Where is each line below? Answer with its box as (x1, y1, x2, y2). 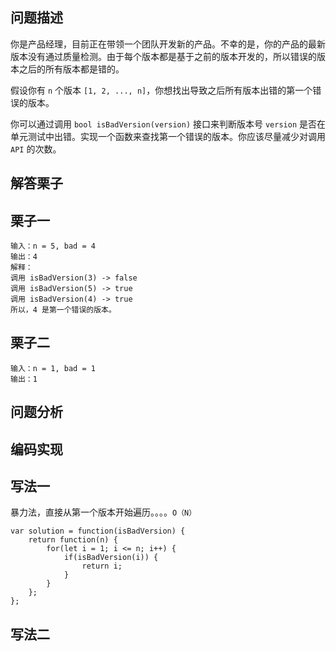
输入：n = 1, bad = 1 (10, 363, 96, 373)
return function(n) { (28, 535, 118, 545)
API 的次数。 (10, 143, 62, 155)
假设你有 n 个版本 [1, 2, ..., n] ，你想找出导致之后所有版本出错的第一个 (10, 84, 313, 96)
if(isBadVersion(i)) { (63, 553, 159, 563)
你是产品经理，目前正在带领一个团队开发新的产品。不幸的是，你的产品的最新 (10, 38, 326, 50)
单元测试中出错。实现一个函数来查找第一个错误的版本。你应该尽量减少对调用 (10, 130, 326, 142)
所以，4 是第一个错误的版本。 (10, 305, 117, 315)
